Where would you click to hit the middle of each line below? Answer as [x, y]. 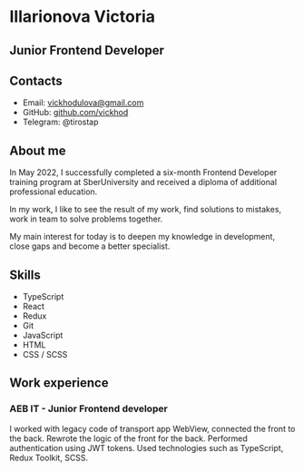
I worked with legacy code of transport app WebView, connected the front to [152, 428]
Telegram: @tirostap [60, 122]
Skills [25, 275]
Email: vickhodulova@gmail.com [83, 103]
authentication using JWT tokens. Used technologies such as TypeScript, [147, 447]
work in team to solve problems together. [86, 219]
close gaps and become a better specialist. [90, 246]
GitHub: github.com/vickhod [75, 113]
